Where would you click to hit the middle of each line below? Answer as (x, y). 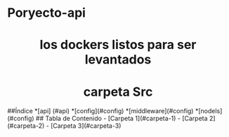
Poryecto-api (47, 13)
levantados (118, 60)
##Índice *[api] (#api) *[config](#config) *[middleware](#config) (100, 111)
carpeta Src (118, 92)
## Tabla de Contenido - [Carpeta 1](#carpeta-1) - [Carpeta (122, 118)
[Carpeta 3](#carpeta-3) (86, 126)
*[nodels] (209, 111)
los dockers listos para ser (118, 45)
